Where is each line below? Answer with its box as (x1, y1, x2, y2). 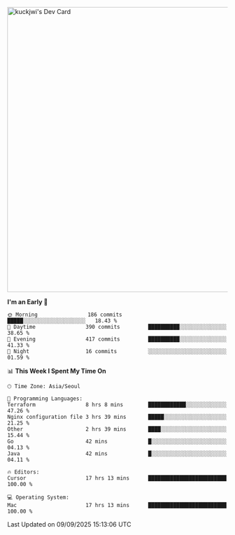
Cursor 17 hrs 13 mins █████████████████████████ (7, 475, 227, 482)
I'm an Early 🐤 (7, 298, 48, 306)
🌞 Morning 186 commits (7, 311, 122, 318)
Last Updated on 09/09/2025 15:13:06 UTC (7, 520, 131, 528)
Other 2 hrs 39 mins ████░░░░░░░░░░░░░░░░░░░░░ (7, 426, 227, 433)
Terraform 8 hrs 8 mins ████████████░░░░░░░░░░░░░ (7, 401, 227, 408)
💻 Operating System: (7, 494, 70, 501)
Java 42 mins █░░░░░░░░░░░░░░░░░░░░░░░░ (7, 450, 227, 457)
